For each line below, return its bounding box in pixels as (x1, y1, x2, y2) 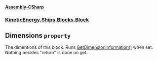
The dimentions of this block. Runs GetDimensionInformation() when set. (5, 44, 153, 50)
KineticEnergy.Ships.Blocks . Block (5, 16, 89, 23)
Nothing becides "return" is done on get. (5, 50, 88, 56)
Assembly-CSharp (5, 4, 44, 10)
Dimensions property (5, 31, 71, 39)
